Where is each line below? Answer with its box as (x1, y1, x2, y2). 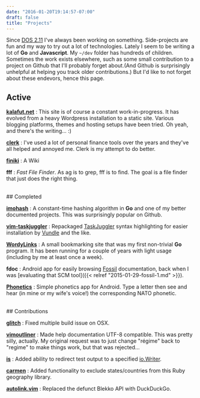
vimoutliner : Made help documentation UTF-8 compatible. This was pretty (6, 331, 193, 338)
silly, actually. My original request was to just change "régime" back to (6, 337, 180, 344)
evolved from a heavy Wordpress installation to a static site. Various (6, 115, 174, 122)
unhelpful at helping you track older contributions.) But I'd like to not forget (6, 69, 191, 76)
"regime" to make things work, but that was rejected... (6, 344, 140, 351)
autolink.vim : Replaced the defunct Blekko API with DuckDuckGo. (6, 385, 171, 393)
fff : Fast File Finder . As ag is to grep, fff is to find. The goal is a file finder (6, 169, 188, 176)
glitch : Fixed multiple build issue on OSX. (6, 319, 110, 326)
